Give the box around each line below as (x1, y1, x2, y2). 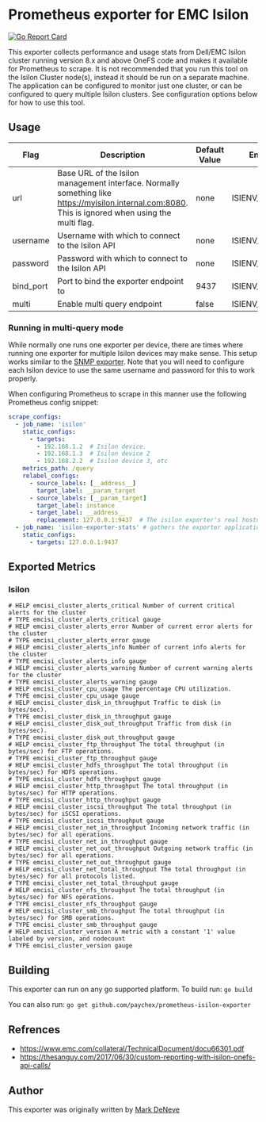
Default (195, 144, 224, 155)
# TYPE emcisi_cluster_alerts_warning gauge (8, 678, 158, 687)
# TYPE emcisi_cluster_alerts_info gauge (8, 657, 147, 665)
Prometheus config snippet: (8, 398, 99, 408)
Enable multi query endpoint (57, 298, 162, 309)
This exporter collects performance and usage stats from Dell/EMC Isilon (8, 47, 246, 56)
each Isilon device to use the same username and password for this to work (8, 366, 256, 375)
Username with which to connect (57, 230, 180, 241)
